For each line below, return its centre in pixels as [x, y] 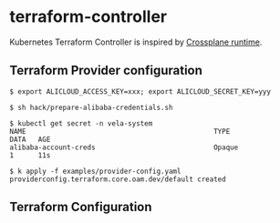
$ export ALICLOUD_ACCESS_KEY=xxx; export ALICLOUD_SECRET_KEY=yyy [140, 91]
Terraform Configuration [81, 207]
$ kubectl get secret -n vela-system [81, 123]
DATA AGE [30, 139]
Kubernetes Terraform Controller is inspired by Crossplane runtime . [136, 42]
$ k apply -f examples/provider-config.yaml [95, 171]
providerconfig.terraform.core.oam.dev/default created [118, 179]
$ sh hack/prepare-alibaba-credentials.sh [91, 107]
